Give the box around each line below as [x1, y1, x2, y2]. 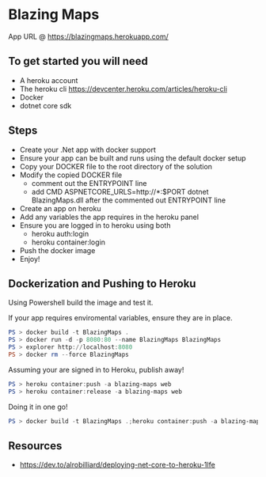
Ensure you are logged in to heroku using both [19, 220, 171, 230]
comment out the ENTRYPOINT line [31, 178, 147, 187]
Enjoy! [19, 254, 40, 263]
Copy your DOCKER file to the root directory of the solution [19, 161, 212, 171]
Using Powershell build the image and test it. [8, 298, 154, 308]
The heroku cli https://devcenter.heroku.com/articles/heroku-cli [19, 84, 228, 93]
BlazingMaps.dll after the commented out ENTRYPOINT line [31, 195, 226, 205]
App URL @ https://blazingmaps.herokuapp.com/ [8, 32, 169, 41]
